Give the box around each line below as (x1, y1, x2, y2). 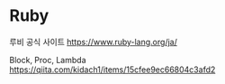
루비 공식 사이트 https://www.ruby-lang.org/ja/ (9, 36, 177, 47)
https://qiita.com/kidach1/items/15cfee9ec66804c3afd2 (9, 64, 216, 75)
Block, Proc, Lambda (9, 54, 86, 65)
